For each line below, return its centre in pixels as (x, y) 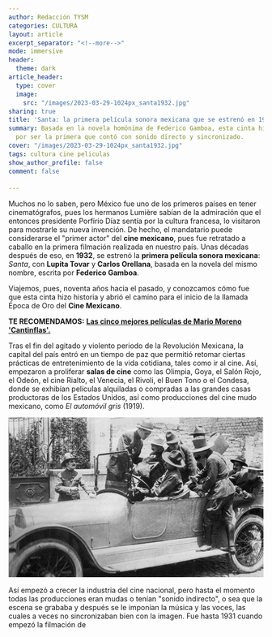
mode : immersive (36, 52)
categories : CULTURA (43, 26)
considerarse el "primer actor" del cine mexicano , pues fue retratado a (127, 239)
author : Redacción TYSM (49, 17)
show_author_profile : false (56, 162)
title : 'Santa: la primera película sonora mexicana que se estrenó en (132, 120)
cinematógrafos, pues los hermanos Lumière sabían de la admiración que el (135, 213)
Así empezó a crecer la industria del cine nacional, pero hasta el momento (132, 590)
